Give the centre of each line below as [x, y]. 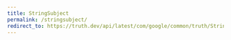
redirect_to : [26, 26]
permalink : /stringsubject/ [47, 20]
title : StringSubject [38, 13]
